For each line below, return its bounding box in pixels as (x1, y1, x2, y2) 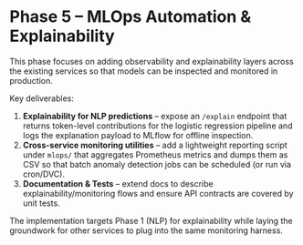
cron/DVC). (22, 168, 66, 179)
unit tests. (22, 198, 61, 209)
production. (9, 75, 53, 86)
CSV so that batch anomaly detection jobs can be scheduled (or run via (22, 158, 292, 169)
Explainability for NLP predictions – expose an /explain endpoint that (22, 110, 287, 121)
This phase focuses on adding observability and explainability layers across (9, 56, 294, 66)
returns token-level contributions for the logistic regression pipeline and (22, 120, 293, 131)
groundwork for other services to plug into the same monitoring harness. (9, 225, 283, 236)
